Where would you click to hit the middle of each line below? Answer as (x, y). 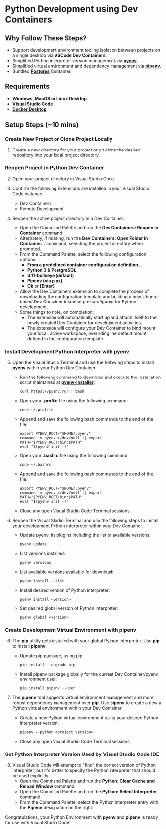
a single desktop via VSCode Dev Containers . (59, 55)
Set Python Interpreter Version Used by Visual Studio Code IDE (82, 754)
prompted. (30, 249)
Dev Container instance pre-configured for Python (85, 301)
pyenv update (33, 544)
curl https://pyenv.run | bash (52, 392)
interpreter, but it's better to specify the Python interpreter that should (83, 770)
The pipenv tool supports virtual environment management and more (83, 698)
